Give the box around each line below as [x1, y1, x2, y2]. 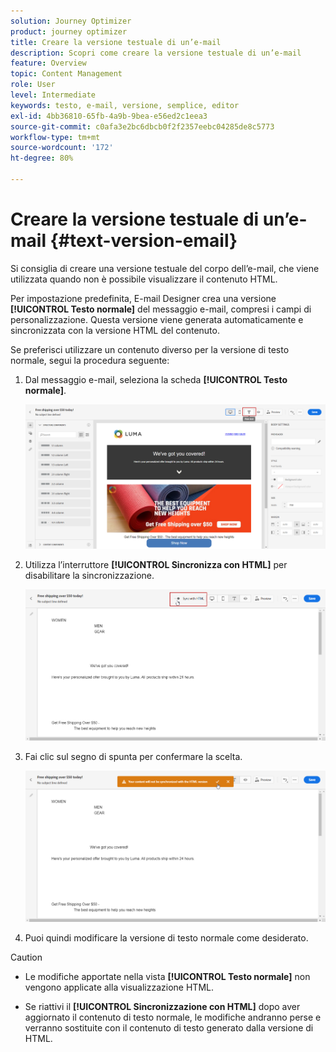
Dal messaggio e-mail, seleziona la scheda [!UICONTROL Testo [24, 373, 288, 385]
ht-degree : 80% [10, 153, 74, 164]
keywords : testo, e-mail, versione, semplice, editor [10, 100, 240, 110]
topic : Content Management [10, 69, 123, 79]
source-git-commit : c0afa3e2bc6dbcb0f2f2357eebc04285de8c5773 [10, 121, 275, 132]
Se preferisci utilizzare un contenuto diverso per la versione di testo [10, 343, 290, 355]
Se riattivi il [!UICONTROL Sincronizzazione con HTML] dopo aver [24, 1001, 301, 1013]
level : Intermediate [10, 90, 97, 100]
